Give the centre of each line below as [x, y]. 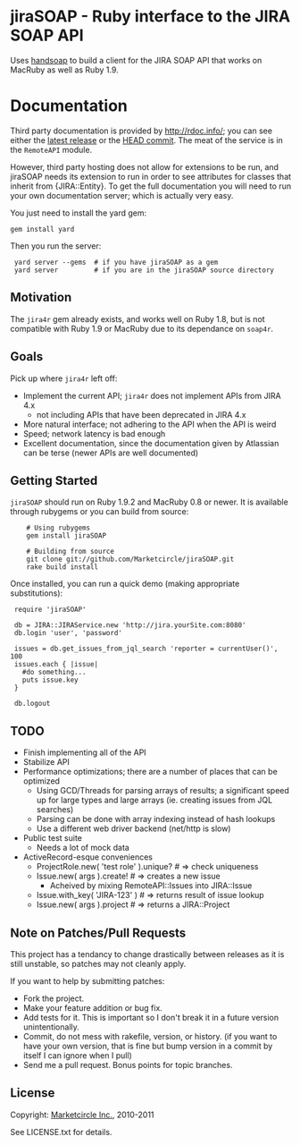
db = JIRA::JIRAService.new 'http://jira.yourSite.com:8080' [130, 625]
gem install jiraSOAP [66, 536]
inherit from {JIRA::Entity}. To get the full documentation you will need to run [151, 186]
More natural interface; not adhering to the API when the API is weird [150, 424]
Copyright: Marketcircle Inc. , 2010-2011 [82, 1115]
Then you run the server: [56, 246]
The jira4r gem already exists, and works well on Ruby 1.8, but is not [138, 318]
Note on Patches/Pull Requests [98, 933]
